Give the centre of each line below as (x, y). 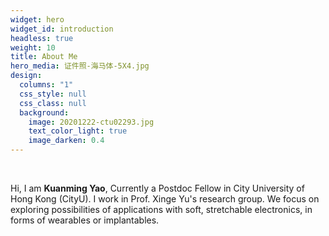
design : (26, 76)
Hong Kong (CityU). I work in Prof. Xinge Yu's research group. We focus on (165, 199)
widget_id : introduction (62, 29)
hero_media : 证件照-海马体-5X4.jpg (80, 66)
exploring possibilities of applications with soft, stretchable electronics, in (161, 209)
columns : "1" (46, 85)
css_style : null (53, 94)
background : (44, 112)
